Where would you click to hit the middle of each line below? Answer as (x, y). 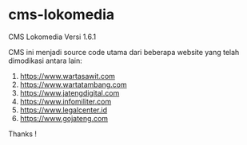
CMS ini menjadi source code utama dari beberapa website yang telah (124, 52)
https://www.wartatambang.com (73, 84)
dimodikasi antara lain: (45, 61)
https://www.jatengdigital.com (70, 92)
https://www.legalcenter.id (64, 110)
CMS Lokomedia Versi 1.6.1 (52, 37)
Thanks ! (23, 134)
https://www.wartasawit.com (68, 76)
